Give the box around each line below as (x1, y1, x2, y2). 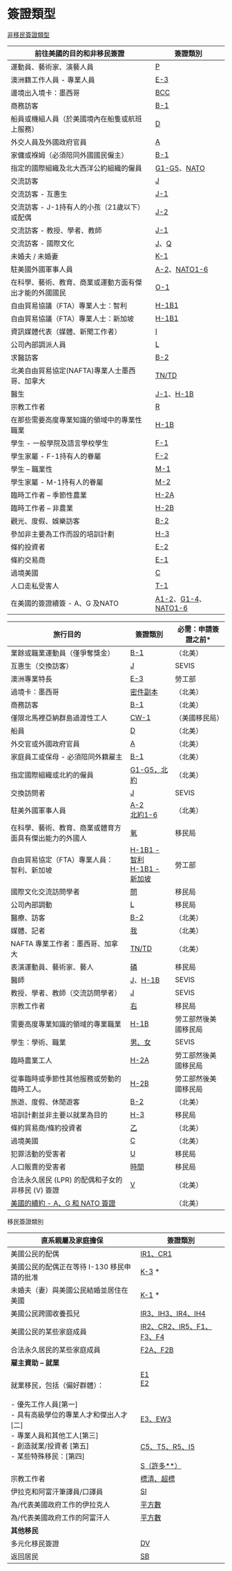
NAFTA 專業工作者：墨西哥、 (10, 938, 105, 948)
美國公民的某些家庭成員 (10, 1327, 88, 1336)
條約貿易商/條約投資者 (10, 1123, 83, 1132)
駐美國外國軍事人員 (10, 264, 74, 274)
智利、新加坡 (10, 865, 53, 875)
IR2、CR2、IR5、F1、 (140, 1321, 213, 1331)
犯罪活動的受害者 (10, 1149, 67, 1159)
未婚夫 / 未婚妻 (10, 251, 59, 261)
